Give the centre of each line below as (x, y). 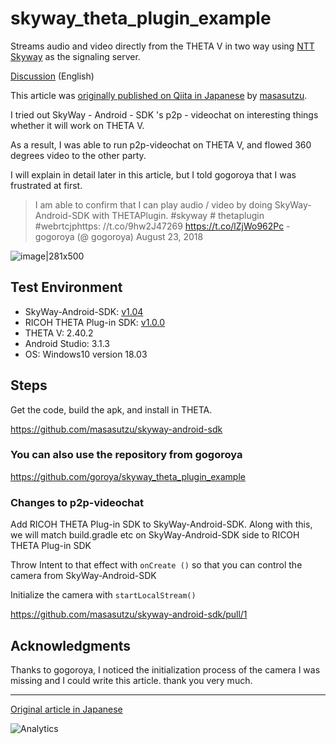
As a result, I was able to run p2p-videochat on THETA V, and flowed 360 (161, 144)
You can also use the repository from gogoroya (126, 455)
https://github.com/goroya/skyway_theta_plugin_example (128, 476)
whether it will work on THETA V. (77, 125)
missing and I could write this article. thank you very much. (131, 680)
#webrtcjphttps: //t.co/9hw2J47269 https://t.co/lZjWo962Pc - (162, 226)
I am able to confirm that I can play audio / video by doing (153, 204)
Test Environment (66, 287)
